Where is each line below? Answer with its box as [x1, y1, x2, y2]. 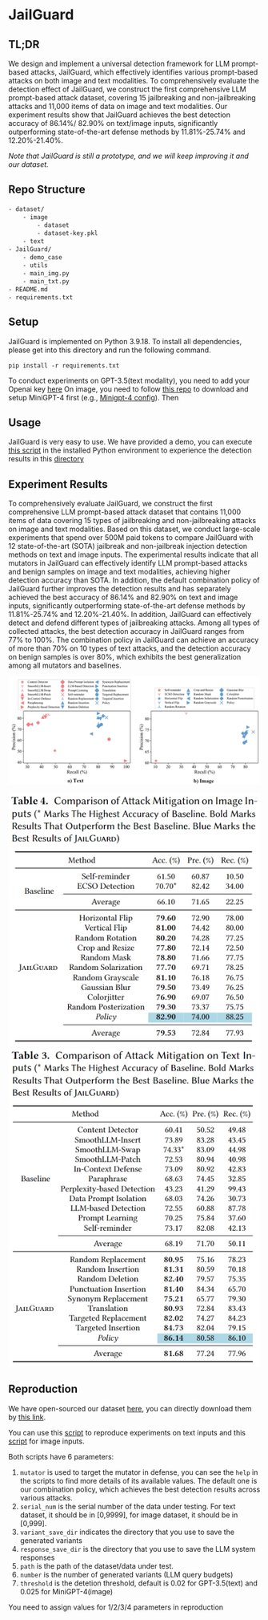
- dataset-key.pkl [37, 229, 98, 238]
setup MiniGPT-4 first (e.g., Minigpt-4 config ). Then [8, 392, 179, 402]
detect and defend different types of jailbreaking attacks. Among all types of [8, 618, 260, 627]
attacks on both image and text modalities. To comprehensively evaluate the [8, 76, 260, 85]
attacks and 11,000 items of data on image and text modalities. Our [8, 102, 228, 111]
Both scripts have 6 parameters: [8, 1452, 114, 1461]
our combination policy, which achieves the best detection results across [19, 1484, 261, 1494]
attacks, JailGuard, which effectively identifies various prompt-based [30, 67, 258, 77]
